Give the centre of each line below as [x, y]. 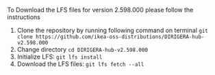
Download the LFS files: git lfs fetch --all [80, 64]
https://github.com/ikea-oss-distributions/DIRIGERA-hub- [120, 37]
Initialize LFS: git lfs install [60, 57]
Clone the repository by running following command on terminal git [113, 30]
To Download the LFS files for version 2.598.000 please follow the [100, 10]
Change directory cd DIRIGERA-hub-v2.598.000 [83, 49]
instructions [24, 17]
